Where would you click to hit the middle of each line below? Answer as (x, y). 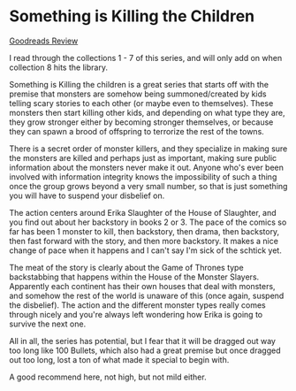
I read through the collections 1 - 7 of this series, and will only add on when (146, 57)
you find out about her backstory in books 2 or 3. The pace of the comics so (148, 222)
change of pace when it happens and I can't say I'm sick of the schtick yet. (146, 250)
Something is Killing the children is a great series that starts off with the (139, 84)
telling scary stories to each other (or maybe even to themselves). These (141, 103)
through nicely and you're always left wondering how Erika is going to (136, 314)
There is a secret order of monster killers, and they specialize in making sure (148, 149)
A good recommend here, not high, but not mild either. (108, 377)
